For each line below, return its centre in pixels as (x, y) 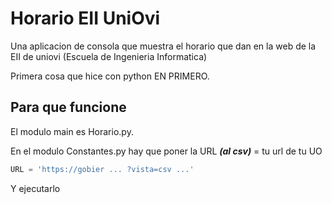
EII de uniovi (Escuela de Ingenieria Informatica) (109, 56)
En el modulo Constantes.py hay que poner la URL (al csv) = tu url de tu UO (166, 151)
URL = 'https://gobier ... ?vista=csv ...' (102, 169)
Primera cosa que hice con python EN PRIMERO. (110, 76)
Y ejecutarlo (35, 188)
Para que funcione (68, 107)
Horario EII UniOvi (85, 18)
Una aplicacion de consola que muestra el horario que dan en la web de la (163, 46)
